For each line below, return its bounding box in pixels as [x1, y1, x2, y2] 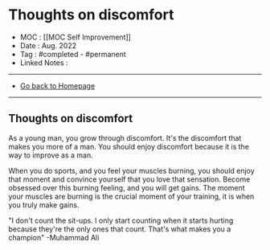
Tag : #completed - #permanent [19, 49, 126, 59]
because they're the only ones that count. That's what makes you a [8, 223, 231, 234]
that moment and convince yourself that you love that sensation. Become [8, 174, 251, 184]
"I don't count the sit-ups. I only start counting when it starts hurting [8, 215, 234, 225]
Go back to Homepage [19, 80, 96, 90]
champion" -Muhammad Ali [8, 232, 100, 242]
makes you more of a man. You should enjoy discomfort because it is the [8, 141, 250, 151]
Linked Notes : [19, 58, 68, 68]
